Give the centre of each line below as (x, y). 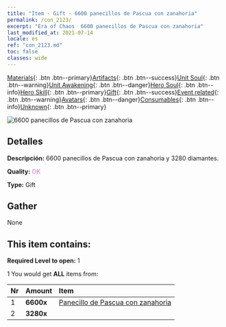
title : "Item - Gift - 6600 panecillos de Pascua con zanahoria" (102, 13)
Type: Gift (21, 184)
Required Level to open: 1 (43, 261)
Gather (22, 206)
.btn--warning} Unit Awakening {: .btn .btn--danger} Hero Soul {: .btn (101, 85)
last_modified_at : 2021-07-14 (50, 33)
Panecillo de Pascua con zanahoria (115, 302)
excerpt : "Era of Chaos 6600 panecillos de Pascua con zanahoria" (105, 26)
